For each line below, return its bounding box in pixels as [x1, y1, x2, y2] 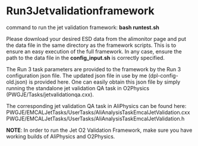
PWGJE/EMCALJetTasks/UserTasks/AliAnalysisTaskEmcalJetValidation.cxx [6, 109, 190, 116]
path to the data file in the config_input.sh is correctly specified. [6, 54, 165, 61]
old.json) [6, 78, 28, 85]
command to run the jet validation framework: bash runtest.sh [6, 24, 159, 31]
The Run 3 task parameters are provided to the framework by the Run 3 [6, 65, 181, 72]
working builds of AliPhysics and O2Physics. [6, 132, 115, 140]
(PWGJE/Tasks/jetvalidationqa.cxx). [6, 91, 94, 98]
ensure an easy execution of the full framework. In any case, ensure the [6, 47, 183, 55]
